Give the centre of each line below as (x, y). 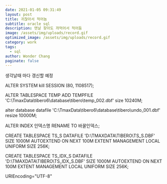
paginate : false (22, 61)
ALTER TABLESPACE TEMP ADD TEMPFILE (49, 95)
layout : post (19, 14)
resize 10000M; (21, 116)
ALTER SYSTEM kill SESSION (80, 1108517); (50, 86)
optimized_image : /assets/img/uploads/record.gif (58, 38)
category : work (21, 42)
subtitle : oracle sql (28, 24)
